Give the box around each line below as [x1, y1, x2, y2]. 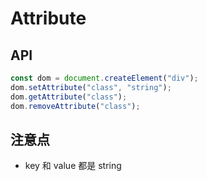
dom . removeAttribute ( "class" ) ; [10, 101, 141, 111]
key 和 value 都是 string [24, 160, 122, 172]
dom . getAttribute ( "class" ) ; [10, 92, 128, 102]
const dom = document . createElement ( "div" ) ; [10, 73, 199, 83]
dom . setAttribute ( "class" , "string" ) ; [10, 82, 172, 92]
